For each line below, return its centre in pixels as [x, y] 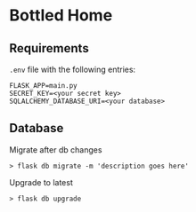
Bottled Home [61, 16]
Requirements [49, 48]
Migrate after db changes [56, 149]
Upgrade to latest [41, 182]
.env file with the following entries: [73, 69]
